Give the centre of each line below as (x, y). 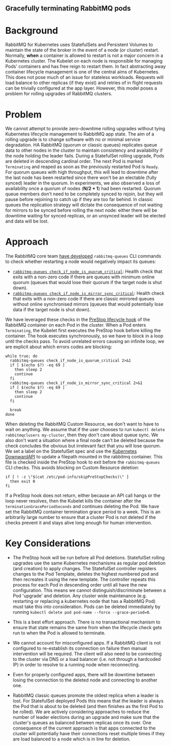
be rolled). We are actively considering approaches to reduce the (81, 712)
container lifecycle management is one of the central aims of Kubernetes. (82, 72)
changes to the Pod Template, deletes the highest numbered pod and (86, 574)
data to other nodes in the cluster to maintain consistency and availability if (84, 150)
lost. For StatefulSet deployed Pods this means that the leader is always (88, 701)
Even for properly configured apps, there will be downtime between (84, 675)
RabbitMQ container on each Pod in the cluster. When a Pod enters (76, 325)
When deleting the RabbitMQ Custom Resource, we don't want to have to (82, 424)
